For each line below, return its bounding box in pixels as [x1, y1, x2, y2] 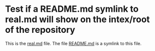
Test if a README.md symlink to [5, 3, 139, 15]
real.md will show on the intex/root [5, 14, 150, 25]
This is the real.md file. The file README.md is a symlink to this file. [5, 40, 142, 46]
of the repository [5, 25, 75, 35]
